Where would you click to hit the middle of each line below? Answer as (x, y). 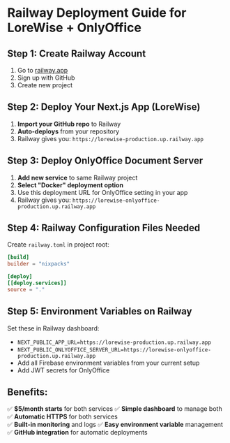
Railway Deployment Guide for (97, 13)
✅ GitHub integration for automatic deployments (77, 433)
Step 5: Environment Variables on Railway (100, 311)
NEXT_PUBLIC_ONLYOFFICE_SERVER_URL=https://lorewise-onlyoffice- (114, 350)
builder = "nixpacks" (39, 264)
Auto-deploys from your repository (68, 131)
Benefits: (28, 392)
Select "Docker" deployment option (70, 185)
